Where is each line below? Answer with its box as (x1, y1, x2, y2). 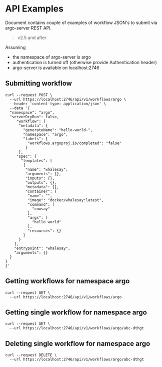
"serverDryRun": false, (9, 114, 59, 119)
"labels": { (23, 136, 48, 141)
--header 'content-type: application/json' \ (9, 101, 106, 106)
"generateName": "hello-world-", (23, 127, 93, 133)
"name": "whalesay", (25, 167, 68, 172)
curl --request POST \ (5, 92, 52, 98)
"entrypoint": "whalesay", (14, 246, 70, 251)
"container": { (25, 189, 57, 194)
